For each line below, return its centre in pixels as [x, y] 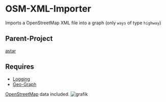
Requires [20, 67]
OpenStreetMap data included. [37, 94]
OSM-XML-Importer [48, 9]
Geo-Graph [24, 84]
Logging [21, 79]
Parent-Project [29, 39]
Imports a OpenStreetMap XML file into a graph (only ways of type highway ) [83, 23]
